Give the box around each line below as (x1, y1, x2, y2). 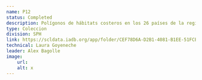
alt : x (17, 64, 34, 71)
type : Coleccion (6, 25, 47, 32)
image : (6, 54, 23, 60)
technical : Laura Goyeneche (6, 43, 77, 49)
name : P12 (6, 8, 31, 15)
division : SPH (6, 31, 42, 37)
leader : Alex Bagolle (6, 48, 61, 54)
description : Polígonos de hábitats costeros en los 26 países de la (6, 20, 185, 26)
